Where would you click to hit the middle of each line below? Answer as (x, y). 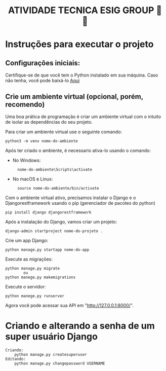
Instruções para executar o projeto (79, 44)
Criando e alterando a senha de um (80, 326)
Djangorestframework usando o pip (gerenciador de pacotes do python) (80, 203)
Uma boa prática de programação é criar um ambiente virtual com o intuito (83, 117)
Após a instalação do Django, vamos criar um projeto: (61, 222)
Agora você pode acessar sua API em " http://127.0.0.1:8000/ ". (69, 305)
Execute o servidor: (26, 287)
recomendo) (25, 104)
